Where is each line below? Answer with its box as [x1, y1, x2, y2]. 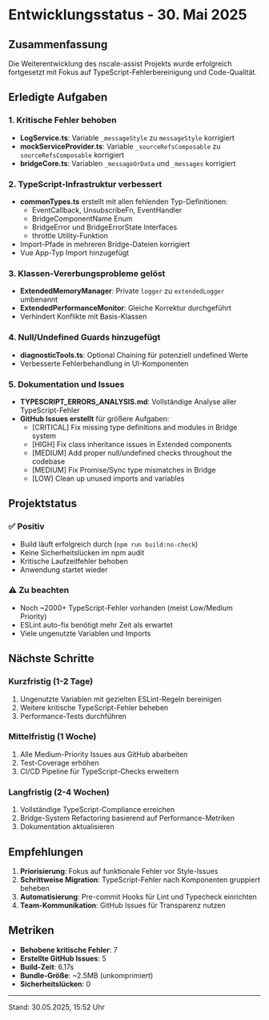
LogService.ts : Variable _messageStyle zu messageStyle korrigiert [19, 132, 235, 142]
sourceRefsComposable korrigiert [19, 150, 125, 160]
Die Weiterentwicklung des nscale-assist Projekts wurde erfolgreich [8, 59, 232, 68]
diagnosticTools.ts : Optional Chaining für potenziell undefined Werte [19, 350, 249, 360]
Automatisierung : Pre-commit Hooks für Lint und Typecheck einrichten [19, 892, 258, 901]
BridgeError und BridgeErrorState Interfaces [31, 222, 178, 232]
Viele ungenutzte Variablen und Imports [19, 628, 151, 638]
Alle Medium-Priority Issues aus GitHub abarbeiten [19, 749, 188, 759]
